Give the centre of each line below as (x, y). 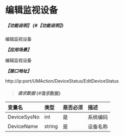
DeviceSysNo (24, 117)
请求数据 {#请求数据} (39, 93)
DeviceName (23, 126)
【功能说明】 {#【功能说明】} (34, 25)
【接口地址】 (18, 71)
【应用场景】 (18, 50)
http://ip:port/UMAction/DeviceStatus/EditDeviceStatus (62, 81)
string (51, 126)
